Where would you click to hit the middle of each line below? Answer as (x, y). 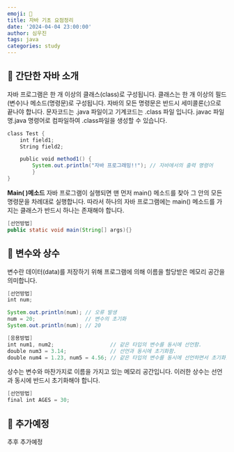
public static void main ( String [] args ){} (70, 230)
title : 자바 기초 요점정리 (40, 20)
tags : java (23, 40)
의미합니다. (22, 280)
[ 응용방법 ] (20, 338)
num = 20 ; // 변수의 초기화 (67, 319)
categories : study (34, 46)
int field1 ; (37, 140)
